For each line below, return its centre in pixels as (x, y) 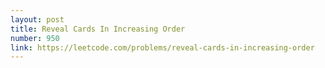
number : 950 (35, 38)
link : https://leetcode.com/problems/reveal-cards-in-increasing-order (162, 47)
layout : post (37, 19)
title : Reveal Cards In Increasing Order (98, 29)
